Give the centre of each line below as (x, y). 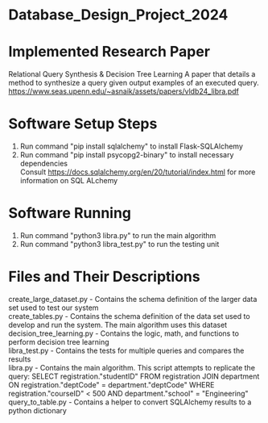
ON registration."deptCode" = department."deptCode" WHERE (111, 384)
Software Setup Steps (83, 124)
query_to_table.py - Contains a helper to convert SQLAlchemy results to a (130, 402)
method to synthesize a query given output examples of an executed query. (134, 83)
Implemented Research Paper (109, 52)
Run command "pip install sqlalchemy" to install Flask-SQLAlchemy (132, 146)
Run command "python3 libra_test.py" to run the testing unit (120, 244)
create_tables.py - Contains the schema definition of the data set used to (130, 316)
